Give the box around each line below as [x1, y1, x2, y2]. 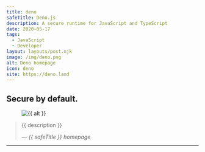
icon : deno [6, 65, 34, 72]
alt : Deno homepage [6, 60, 56, 66]
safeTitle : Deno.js [6, 15, 56, 21]
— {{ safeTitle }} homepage [21, 133, 91, 140]
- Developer [12, 43, 43, 49]
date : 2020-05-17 [6, 26, 51, 32]
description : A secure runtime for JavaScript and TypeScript [6, 20, 168, 26]
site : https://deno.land [6, 71, 70, 77]
